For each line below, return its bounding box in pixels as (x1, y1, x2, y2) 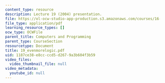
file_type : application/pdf (5, 21, 63, 26)
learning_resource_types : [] (5, 25, 65, 30)
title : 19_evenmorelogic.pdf (5, 48, 65, 53)
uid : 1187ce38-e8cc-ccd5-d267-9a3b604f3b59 (5, 52, 96, 58)
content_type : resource (5, 7, 54, 12)
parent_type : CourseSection (5, 39, 63, 44)
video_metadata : (5, 66, 38, 71)
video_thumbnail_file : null (9, 62, 67, 66)
